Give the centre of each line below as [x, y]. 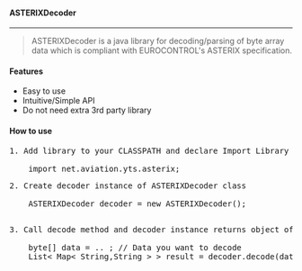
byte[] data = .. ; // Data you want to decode [135, 247]
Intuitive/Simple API [58, 101]
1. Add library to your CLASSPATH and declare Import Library [149, 150]
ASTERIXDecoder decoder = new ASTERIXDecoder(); [138, 203]
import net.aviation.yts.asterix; [104, 168]
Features [26, 71]
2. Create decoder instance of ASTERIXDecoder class [128, 185]
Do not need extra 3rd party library [87, 110]
